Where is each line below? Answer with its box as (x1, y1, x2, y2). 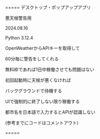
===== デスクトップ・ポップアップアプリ (5, 5, 91, 10)
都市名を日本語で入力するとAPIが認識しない (5, 109, 96, 115)
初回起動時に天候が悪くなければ (5, 77, 71, 83)
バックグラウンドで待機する (5, 88, 62, 94)
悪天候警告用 (5, 15, 31, 21)
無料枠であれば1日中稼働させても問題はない (5, 67, 94, 72)
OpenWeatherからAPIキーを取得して (5, 45, 80, 51)
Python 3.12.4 (5, 35, 33, 41)
